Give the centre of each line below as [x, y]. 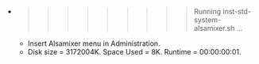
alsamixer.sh [214, 28]
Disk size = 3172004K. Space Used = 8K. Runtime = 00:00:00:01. [134, 52]
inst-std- [237, 11]
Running [207, 11]
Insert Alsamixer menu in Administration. [94, 43]
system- [207, 20]
